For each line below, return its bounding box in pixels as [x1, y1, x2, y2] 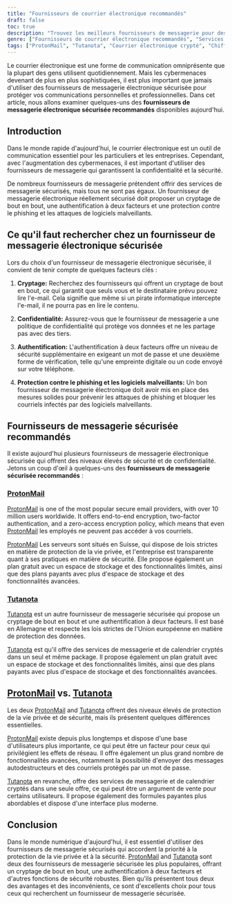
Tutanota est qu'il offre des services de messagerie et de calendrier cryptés [7, 646, 224, 654]
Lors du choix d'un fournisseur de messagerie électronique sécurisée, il [7, 258, 212, 267]
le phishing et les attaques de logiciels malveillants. [7, 209, 153, 217]
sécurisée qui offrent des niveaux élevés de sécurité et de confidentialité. [7, 457, 216, 465]
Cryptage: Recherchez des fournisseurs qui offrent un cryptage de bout [17, 278, 223, 287]
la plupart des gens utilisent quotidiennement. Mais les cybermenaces [7, 69, 207, 77]
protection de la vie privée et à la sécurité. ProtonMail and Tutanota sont [7, 852, 213, 860]
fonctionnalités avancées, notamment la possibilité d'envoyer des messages [7, 756, 224, 764]
